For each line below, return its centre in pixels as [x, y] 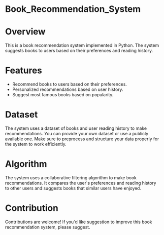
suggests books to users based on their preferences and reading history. [79, 51]
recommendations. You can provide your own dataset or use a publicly [77, 134]
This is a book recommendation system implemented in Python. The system [82, 45]
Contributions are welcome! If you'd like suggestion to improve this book [79, 222]
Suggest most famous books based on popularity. [63, 95]
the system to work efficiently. [36, 144]
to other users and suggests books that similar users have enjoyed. [73, 188]
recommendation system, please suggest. [48, 227]
